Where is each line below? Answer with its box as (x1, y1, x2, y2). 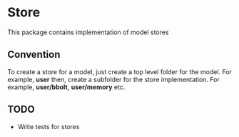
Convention (7, 49, 61, 61)
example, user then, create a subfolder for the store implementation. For (7, 75, 220, 83)
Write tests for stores (17, 122, 80, 131)
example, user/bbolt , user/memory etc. (7, 83, 126, 91)
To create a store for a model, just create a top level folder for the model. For (7, 67, 232, 76)
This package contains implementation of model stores (7, 28, 169, 36)
